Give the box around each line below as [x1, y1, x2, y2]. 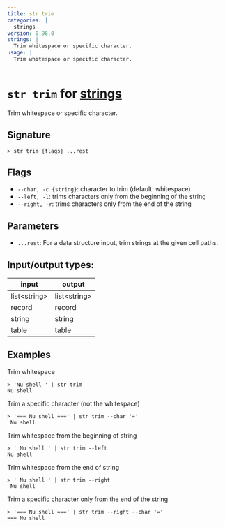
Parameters [7, 220, 59, 232]
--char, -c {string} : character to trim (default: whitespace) [17, 185, 191, 193]
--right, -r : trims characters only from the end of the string [17, 200, 192, 208]
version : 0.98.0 [7, 29, 54, 37]
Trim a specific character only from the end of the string [7, 495, 169, 503]
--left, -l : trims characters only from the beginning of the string [17, 193, 207, 201]
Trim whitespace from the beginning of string [7, 431, 137, 440]
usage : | [7, 50, 33, 57]
